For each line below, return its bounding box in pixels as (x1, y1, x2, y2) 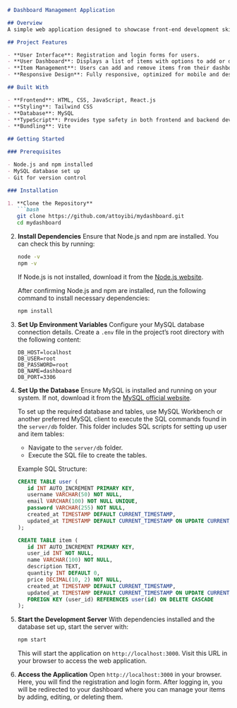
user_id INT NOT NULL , (27, 550, 94, 557)
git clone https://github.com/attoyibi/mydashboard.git (16, 212, 185, 220)
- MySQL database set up (7, 167, 80, 174)
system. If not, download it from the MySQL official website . (17, 393, 192, 402)
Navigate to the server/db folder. (28, 443, 123, 452)
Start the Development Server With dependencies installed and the (17, 615, 215, 624)
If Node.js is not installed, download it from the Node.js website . (17, 272, 204, 281)
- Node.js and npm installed (7, 161, 93, 168)
